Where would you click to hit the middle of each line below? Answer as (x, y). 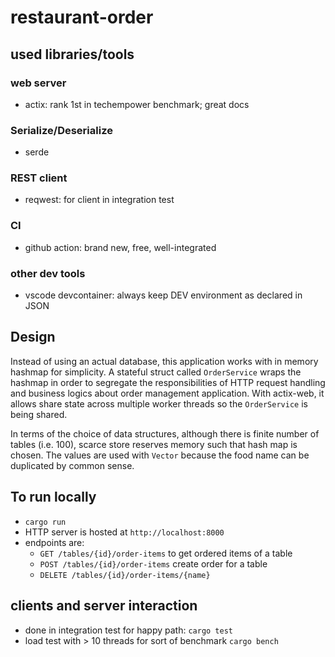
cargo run (45, 522)
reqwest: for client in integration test (99, 200)
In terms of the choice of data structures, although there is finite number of (165, 433)
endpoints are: (54, 542)
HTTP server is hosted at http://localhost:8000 (124, 532)
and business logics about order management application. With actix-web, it (167, 393)
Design (33, 337)
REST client (39, 178)
